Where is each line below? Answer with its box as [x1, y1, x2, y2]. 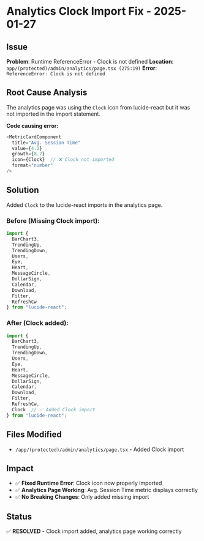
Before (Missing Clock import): [6, 216, 100, 225]
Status [6, 511, 32, 521]
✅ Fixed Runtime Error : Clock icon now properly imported [15, 479, 162, 487]
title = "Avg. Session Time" [12, 140, 81, 146]
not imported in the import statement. [6, 110, 101, 118]
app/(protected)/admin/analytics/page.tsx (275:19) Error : [6, 64, 157, 72]
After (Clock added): [6, 319, 69, 327]
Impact [6, 463, 34, 474]
